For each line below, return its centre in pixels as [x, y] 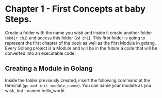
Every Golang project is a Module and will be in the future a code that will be [81, 48]
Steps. [18, 19]
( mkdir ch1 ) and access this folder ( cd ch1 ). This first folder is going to [75, 38]
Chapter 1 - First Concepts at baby [75, 9]
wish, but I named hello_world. [35, 90]
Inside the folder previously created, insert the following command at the [78, 80]
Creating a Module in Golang [49, 69]
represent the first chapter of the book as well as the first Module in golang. [81, 43]
